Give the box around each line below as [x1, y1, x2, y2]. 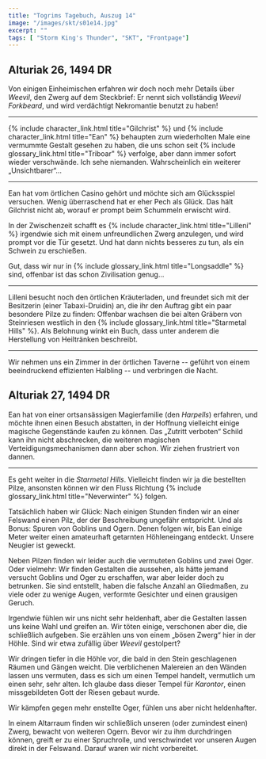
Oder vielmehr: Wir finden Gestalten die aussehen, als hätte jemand [8, 564, 229, 574]
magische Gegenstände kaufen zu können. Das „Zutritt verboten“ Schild [8, 426, 243, 436]
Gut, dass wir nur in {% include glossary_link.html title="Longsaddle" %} [8, 261, 244, 271]
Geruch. [8, 597, 35, 607]
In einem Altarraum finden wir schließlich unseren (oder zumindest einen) [8, 718, 248, 727]
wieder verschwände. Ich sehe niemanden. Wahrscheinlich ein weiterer [8, 158, 241, 167]
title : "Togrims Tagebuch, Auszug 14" [8, 11, 136, 20]
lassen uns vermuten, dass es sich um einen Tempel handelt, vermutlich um [8, 670, 256, 680]
